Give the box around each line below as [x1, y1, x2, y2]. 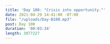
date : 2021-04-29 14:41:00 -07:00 [5, 12, 79, 17]
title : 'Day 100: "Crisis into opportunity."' [5, 7, 106, 13]
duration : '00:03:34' [5, 26, 51, 31]
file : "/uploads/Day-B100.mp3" [5, 17, 72, 22]
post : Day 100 [5, 21, 36, 27]
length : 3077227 [5, 31, 40, 36]
